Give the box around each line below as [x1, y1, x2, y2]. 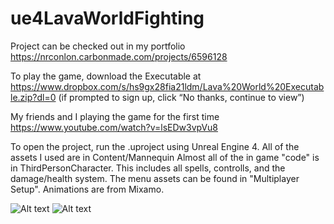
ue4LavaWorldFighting [10, 7, 205, 30]
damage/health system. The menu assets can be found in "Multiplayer [10, 172, 300, 184]
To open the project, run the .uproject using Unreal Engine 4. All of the [10, 140, 300, 152]
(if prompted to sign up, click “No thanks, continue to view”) [58, 91, 305, 103]
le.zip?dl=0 [10, 91, 57, 103]
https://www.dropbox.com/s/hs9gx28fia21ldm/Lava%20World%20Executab [10, 80, 325, 92]
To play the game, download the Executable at [10, 70, 202, 82]
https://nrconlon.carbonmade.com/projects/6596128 [10, 50, 228, 62]
